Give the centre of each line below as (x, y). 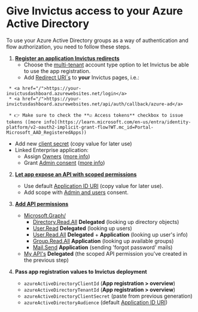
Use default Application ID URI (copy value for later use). (93, 186)
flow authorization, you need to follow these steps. (68, 47)
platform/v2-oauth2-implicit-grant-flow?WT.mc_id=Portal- (80, 127)
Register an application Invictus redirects (67, 58)
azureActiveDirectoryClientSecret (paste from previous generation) (108, 296)
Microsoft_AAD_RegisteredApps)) (46, 132)
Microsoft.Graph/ (45, 215)
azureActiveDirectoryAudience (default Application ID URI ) (96, 302)
